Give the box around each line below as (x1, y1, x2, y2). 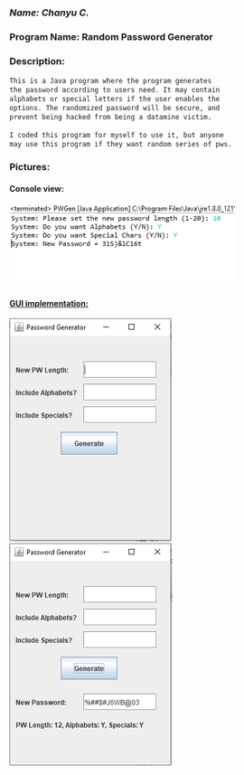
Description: (9, 54, 65, 67)
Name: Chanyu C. (9, 6, 89, 19)
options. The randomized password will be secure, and (9, 104, 221, 113)
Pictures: (9, 161, 51, 174)
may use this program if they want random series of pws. (9, 140, 232, 149)
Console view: (9, 183, 65, 194)
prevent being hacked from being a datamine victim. (9, 113, 212, 122)
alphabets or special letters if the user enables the (9, 95, 221, 104)
